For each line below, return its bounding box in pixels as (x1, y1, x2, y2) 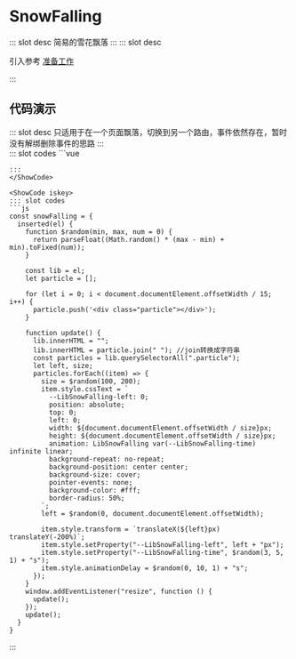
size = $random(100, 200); (41, 376, 141, 386)
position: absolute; (48, 400, 125, 409)
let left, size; (32, 361, 93, 370)
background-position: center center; (48, 462, 189, 471)
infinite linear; (9, 446, 74, 455)
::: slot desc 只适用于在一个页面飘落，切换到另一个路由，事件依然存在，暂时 (9, 126, 287, 137)
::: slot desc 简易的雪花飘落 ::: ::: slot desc (9, 36, 162, 47)
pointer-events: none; (48, 478, 133, 486)
